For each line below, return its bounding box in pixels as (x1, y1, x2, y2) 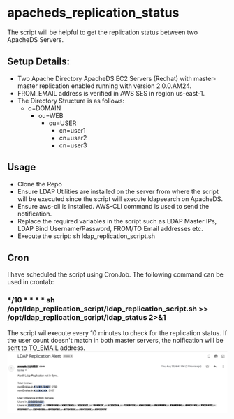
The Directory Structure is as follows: (17, 96, 125, 105)
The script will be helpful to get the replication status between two (7, 28, 198, 36)
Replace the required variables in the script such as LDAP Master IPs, (17, 216, 217, 225)
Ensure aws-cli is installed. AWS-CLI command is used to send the (17, 202, 210, 210)
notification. (17, 209, 52, 218)
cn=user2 (59, 133, 87, 142)
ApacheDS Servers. (7, 35, 64, 43)
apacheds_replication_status (7, 5, 180, 21)
